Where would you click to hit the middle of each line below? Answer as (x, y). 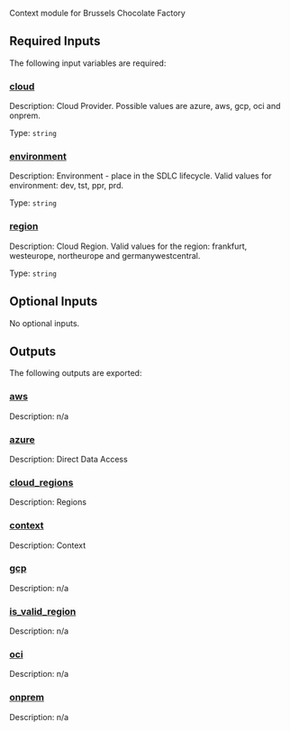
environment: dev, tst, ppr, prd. (67, 186)
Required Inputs (55, 41)
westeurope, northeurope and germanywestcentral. (105, 255)
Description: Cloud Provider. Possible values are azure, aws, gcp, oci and (145, 106)
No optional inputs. (45, 323)
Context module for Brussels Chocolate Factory (98, 13)
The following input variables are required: (88, 63)
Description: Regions (48, 502)
